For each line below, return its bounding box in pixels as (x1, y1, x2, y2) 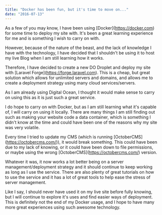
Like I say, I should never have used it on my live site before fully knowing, (5, 189, 152, 195)
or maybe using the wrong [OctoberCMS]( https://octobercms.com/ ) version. (5, 149, 157, 155)
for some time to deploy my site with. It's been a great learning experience (5, 30, 153, 36)
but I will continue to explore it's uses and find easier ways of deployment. (5, 194, 153, 199)
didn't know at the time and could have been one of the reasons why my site (5, 119, 158, 125)
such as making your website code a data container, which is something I (5, 114, 151, 120)
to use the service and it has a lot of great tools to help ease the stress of (5, 174, 151, 180)
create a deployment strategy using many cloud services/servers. (5, 80, 136, 85)
